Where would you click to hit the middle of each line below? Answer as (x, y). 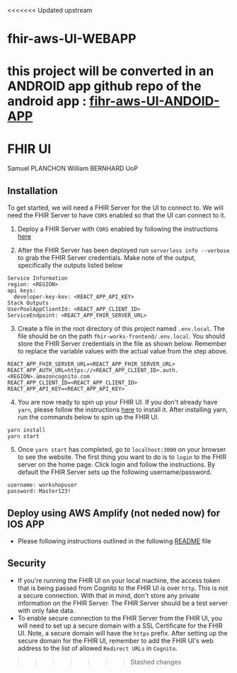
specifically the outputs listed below (70, 266)
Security (27, 564)
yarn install (27, 430)
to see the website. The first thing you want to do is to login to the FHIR (122, 457)
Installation (33, 191)
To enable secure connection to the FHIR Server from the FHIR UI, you (120, 618)
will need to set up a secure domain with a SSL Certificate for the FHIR (120, 626)
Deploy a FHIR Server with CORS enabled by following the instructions (117, 229)
